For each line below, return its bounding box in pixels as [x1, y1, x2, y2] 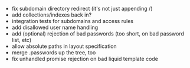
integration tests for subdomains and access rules [11, 18, 134, 24]
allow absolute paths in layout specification [11, 43, 117, 50]
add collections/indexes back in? [11, 11, 92, 18]
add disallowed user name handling [11, 24, 99, 31]
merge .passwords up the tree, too [11, 49, 96, 56]
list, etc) [11, 37, 32, 43]
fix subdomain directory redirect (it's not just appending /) [11, 5, 153, 12]
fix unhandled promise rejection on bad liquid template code [11, 56, 158, 62]
